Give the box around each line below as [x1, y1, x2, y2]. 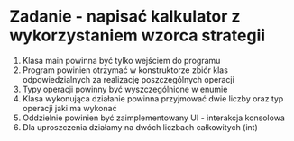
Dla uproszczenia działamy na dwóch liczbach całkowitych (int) [22, 121, 259, 132]
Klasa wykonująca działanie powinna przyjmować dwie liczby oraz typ [22, 93, 284, 104]
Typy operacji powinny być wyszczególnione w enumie [22, 84, 228, 94]
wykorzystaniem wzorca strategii [9, 25, 266, 46]
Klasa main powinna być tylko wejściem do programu [22, 55, 221, 66]
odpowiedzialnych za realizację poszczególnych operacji [22, 74, 234, 84]
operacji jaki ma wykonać [22, 102, 117, 113]
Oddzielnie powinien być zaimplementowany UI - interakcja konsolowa [22, 112, 286, 123]
